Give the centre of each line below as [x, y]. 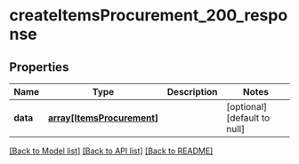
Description [192, 92]
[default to [248, 118]
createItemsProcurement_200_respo [149, 16]
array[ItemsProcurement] [103, 118]
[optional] [247, 107]
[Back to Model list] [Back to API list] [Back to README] [111, 151]
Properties [39, 67]
